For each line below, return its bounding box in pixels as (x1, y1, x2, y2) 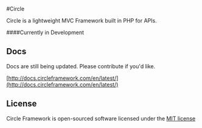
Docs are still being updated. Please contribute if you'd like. (6, 62, 156, 69)
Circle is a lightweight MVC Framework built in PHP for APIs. (6, 17, 157, 24)
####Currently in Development (6, 29, 84, 36)
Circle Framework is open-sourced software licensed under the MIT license (6, 115, 196, 122)
